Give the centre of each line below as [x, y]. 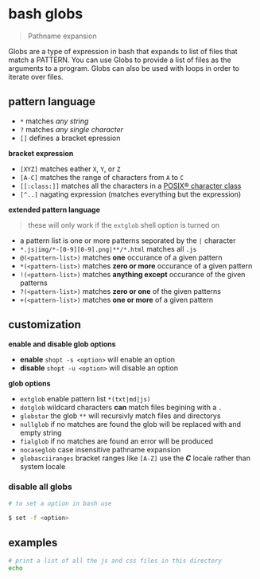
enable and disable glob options [62, 344]
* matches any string [54, 121]
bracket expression [41, 153]
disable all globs [41, 487]
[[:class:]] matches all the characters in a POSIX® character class [130, 186]
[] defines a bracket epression [70, 138]
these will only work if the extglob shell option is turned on [124, 225]
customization [45, 325]
